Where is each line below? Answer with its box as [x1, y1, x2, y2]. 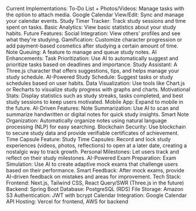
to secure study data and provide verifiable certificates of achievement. [6, 130, 179, 137]
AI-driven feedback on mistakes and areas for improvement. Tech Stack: [6, 173, 182, 180]
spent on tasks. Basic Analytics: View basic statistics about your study [6, 23, 176, 30]
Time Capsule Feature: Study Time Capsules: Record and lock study [6, 136, 171, 142]
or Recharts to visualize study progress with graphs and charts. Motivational [6, 86, 191, 93]
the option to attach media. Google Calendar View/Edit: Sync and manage [6, 11, 184, 18]
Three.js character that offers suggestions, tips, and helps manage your [6, 67, 180, 74]
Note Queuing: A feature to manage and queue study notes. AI [6, 49, 157, 55]
